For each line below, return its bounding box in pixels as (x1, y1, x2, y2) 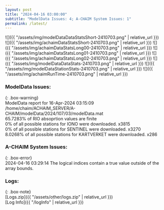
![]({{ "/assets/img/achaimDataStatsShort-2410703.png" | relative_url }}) (5, 40, 152, 46)
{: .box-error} (5, 155, 32, 161)
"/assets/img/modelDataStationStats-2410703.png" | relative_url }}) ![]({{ (5, 66, 153, 72)
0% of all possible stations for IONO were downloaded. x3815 (5, 121, 130, 127)
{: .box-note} (5, 189, 31, 195)
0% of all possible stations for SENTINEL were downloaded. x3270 (5, 126, 141, 132)
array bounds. (5, 165, 34, 171)
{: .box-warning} (5, 95, 39, 101)
